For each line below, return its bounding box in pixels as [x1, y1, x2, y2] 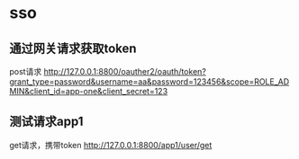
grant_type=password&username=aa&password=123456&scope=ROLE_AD [9, 76, 290, 87]
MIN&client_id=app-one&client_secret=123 [9, 86, 168, 96]
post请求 [9, 66, 42, 76]
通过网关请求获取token [9, 40, 137, 56]
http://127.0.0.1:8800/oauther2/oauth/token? [43, 66, 207, 76]
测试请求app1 [9, 114, 84, 129]
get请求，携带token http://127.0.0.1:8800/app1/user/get [9, 139, 213, 150]
